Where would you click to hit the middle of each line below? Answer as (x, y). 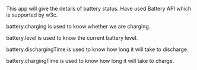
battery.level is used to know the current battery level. (72, 38)
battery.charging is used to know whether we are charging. (78, 26)
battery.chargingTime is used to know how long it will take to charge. (90, 61)
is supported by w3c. (32, 15)
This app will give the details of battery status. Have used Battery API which (99, 9)
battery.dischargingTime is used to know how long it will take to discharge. (97, 49)
